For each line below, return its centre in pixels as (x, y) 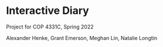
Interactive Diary (47, 11)
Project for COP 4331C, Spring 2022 (50, 27)
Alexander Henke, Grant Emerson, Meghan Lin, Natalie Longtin (81, 38)
